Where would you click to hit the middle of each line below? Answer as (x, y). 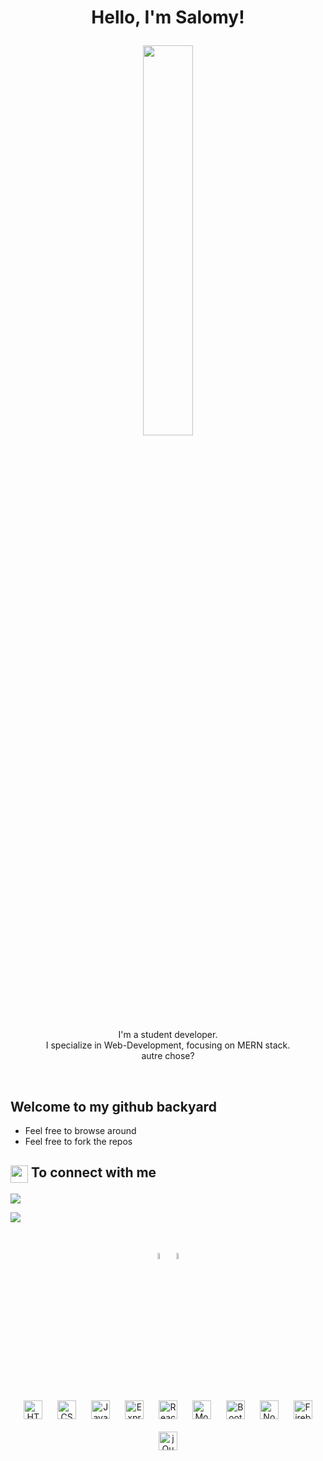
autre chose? (168, 1056)
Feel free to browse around (80, 1130)
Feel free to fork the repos (78, 1141)
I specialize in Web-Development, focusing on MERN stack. (168, 1045)
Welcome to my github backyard (113, 1106)
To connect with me (93, 1172)
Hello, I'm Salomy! (168, 17)
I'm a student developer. (168, 1035)
